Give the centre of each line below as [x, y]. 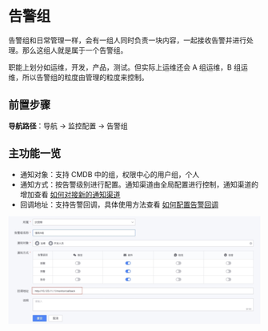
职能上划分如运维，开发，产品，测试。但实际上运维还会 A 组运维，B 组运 [128, 67]
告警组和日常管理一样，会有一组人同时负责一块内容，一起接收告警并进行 [127, 40]
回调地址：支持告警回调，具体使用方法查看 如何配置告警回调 [119, 204]
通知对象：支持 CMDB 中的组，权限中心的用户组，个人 [110, 174]
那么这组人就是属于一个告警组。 [75, 50]
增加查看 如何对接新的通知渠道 [70, 194]
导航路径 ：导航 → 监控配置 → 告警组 [68, 126]
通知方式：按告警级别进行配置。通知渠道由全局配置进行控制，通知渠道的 [139, 184]
